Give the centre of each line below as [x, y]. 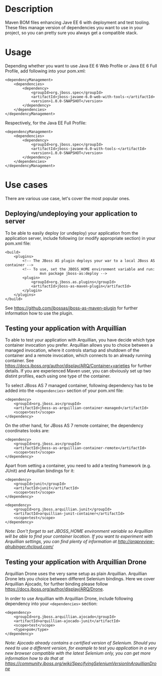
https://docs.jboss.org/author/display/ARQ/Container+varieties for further [78, 366]
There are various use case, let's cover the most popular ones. [68, 198]
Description [29, 9]
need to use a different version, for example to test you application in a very [81, 648]
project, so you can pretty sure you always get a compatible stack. [72, 33]
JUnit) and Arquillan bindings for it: [40, 471]
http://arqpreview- [136, 541]
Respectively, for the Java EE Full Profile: [46, 123]
